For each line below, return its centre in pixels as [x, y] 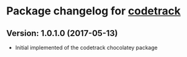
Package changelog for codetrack [93, 11]
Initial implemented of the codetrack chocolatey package [86, 47]
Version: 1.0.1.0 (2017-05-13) [62, 33]
